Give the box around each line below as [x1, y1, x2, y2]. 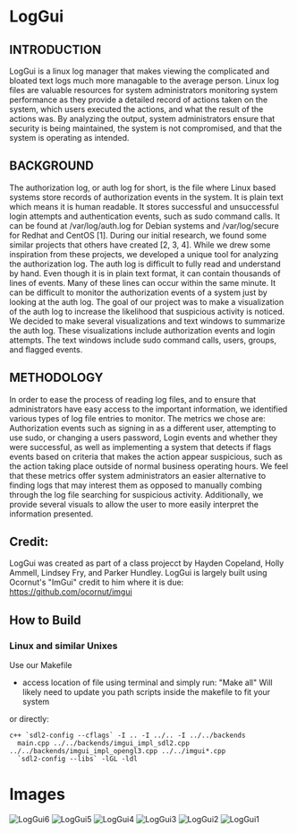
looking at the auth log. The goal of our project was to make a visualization [9, 296, 284, 307]
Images [9, 785, 65, 804]
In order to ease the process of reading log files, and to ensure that [9, 394, 257, 404]
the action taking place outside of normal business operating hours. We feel [9, 460, 289, 472]
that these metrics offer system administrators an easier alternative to [9, 470, 267, 481]
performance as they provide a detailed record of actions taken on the [9, 94, 268, 105]
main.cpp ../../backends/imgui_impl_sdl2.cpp [17, 739, 191, 748]
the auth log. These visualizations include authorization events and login [9, 325, 276, 335]
